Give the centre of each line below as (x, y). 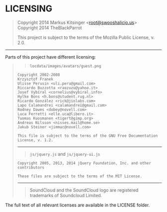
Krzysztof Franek (35, 79)
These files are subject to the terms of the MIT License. (80, 176)
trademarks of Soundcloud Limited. (66, 195)
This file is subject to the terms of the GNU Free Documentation (87, 136)
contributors (31, 167)
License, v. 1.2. (35, 140)
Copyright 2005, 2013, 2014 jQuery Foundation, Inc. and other (84, 163)
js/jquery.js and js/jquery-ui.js (65, 154)
